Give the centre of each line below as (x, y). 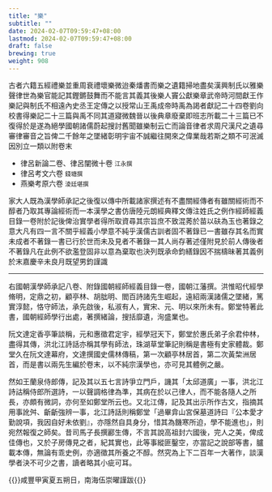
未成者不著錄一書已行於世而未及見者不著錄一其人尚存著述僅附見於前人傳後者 (136, 241)
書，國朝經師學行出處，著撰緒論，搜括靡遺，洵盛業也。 (100, 316)
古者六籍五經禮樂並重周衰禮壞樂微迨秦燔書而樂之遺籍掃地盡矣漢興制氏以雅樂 (136, 85)
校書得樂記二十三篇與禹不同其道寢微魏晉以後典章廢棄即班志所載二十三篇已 (132, 115)
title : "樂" (28, 16)
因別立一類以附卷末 (40, 146)
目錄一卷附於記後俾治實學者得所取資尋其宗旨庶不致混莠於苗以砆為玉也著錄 (132, 220)
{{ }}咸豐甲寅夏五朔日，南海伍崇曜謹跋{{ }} (77, 480)
